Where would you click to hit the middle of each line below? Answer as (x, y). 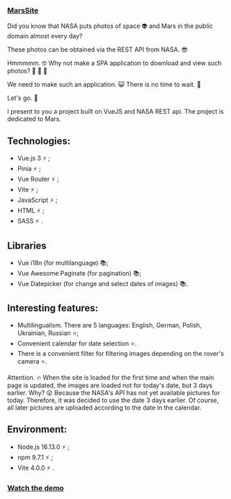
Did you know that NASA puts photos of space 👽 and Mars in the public (110, 26)
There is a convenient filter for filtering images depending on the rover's (120, 353)
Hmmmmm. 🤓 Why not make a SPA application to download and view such (114, 63)
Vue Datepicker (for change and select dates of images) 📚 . (103, 283)
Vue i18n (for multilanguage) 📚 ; (63, 262)
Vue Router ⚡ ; (38, 179)
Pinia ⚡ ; (29, 169)
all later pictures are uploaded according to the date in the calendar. (104, 408)
